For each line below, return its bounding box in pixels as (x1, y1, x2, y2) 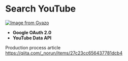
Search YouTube (5, 3, 76, 15)
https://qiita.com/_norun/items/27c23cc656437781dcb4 (5, 50, 123, 56)
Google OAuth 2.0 (12, 29, 52, 35)
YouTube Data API (12, 35, 52, 41)
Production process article (5, 44, 61, 50)
